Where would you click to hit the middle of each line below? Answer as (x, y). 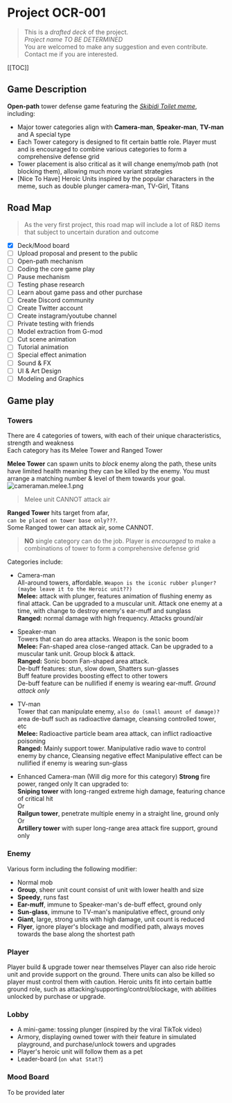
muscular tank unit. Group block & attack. (76, 654)
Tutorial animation (43, 347)
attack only (33, 691)
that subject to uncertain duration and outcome (91, 232)
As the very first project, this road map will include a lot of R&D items (122, 224)
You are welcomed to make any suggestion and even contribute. (116, 47)
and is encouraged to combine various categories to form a (102, 149)
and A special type (44, 134)
